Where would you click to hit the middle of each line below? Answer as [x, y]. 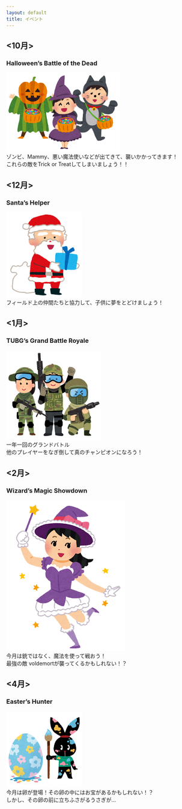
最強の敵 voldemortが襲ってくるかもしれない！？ [67, 663]
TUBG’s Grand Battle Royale [47, 341]
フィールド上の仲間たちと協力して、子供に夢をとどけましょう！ [85, 302]
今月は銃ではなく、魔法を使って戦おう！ [56, 656]
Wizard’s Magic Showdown [47, 490]
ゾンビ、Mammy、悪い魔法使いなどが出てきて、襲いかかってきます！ [92, 157]
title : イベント [25, 19]
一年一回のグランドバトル [38, 444]
